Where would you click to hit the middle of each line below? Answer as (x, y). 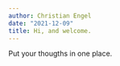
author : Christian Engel (50, 16)
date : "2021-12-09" (41, 23)
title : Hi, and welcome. (50, 31)
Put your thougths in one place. (60, 54)
